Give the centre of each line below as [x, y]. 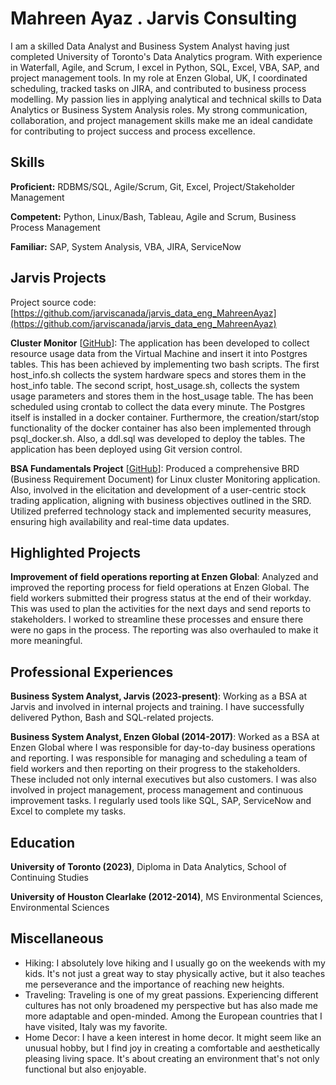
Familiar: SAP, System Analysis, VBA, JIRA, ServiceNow [126, 246]
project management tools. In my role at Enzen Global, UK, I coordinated [159, 78]
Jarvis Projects [58, 278]
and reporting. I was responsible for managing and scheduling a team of [159, 758]
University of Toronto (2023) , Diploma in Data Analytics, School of [148, 866]
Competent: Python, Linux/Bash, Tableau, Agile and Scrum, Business [153, 216]
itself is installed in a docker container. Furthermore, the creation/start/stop [165, 417]
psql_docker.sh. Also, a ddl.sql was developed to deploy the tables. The [158, 438]
